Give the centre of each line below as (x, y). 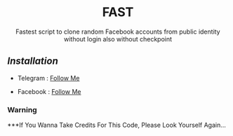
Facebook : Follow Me (49, 91)
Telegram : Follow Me (48, 78)
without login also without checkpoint (118, 39)
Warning (22, 109)
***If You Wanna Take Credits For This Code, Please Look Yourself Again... (117, 125)
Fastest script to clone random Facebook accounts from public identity (118, 32)
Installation (33, 61)
